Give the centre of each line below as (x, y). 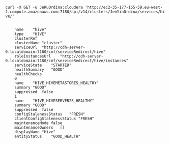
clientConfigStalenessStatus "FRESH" (54, 119)
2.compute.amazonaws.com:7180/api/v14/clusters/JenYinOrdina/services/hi (85, 12)
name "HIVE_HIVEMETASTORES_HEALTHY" (57, 83)
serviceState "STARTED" (43, 65)
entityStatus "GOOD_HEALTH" (48, 136)
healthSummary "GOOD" (40, 70)
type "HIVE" (31, 34)
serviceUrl (26, 47)
